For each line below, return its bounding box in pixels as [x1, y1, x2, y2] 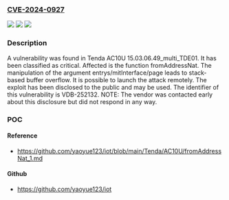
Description [7, 38, 47, 48]
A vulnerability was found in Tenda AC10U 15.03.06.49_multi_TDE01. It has [7, 53, 217, 62]
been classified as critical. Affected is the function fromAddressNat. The [7, 61, 212, 69]
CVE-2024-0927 [7, 5, 65, 14]
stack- [188, 68, 207, 77]
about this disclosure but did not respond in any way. [7, 97, 157, 105]
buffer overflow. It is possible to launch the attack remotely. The [26, 75, 208, 84]
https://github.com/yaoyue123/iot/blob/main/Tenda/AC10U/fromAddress [17, 147, 222, 155]
